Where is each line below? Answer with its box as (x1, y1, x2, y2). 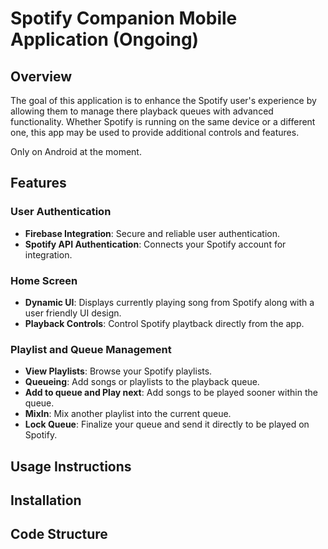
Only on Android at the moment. (10, 146, 142, 157)
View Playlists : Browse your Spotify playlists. (24, 365, 213, 377)
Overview (10, 68, 73, 85)
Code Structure (10, 526, 108, 543)
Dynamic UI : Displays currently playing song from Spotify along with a (24, 296, 315, 308)
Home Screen (10, 273, 78, 287)
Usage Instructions (10, 458, 132, 475)
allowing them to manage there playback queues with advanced (10, 105, 274, 117)
